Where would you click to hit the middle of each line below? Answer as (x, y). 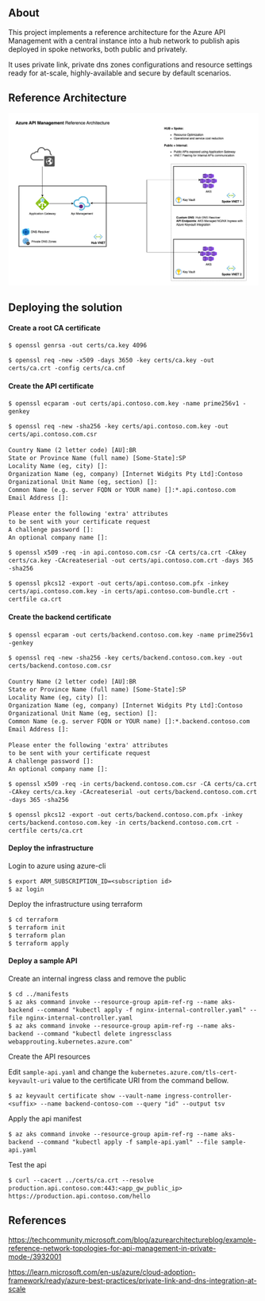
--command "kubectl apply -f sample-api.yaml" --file (127, 1142)
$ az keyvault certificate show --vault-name (84, 1096)
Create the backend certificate (60, 617)
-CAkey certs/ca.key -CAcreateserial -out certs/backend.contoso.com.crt (133, 792)
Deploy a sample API (43, 961)
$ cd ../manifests (38, 994)
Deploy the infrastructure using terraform (75, 904)
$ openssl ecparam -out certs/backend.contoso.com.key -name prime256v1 (131, 635)
